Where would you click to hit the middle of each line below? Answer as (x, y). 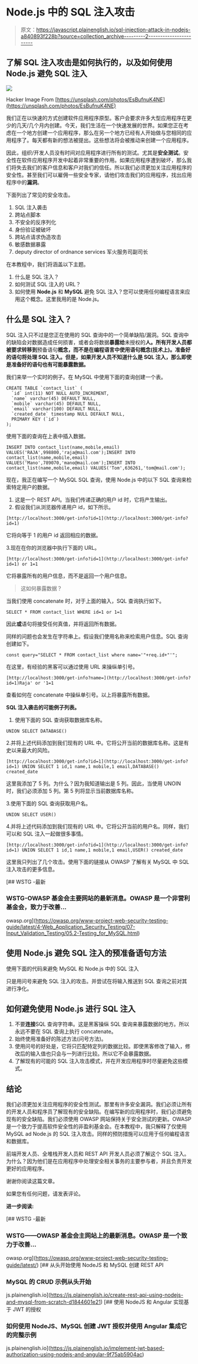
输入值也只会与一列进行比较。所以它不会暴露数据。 (92, 1054)
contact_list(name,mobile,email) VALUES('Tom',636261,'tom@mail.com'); (96, 468)
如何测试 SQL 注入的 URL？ (48, 284)
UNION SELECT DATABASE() (37, 731)
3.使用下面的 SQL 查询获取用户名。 (49, 803)
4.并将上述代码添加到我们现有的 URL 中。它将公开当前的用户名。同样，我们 (98, 826)
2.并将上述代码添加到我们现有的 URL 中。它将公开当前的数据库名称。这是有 (98, 743)
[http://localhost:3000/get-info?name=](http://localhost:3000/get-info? (99, 678)
